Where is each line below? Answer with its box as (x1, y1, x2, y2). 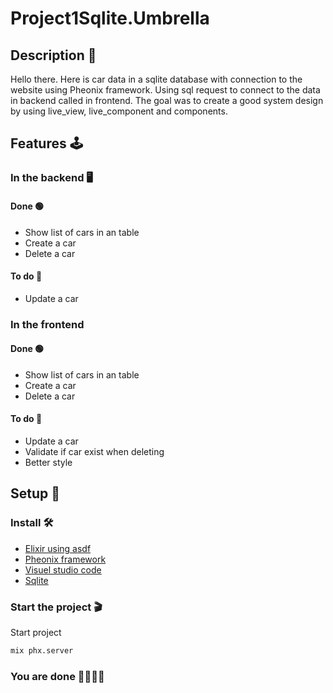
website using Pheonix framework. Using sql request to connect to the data (10, 84, 321, 96)
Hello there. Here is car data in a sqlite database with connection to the (10, 73, 303, 85)
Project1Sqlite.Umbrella (10, 7, 210, 30)
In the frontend (10, 317, 85, 331)
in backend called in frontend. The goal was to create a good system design (10, 95, 324, 106)
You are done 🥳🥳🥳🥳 (10, 669, 105, 683)
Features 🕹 (10, 135, 83, 152)
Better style (24, 457, 73, 469)
